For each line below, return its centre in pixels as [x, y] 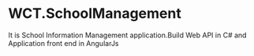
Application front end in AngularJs [64, 43]
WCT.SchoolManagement [95, 14]
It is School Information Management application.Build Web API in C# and [127, 35]
